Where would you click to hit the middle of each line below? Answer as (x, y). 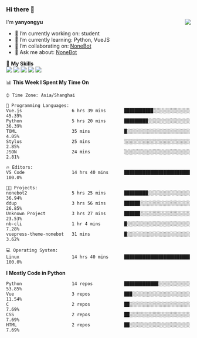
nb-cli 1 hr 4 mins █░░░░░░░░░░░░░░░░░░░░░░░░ (98, 224)
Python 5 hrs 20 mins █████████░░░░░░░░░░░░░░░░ (98, 121)
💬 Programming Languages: (38, 106)
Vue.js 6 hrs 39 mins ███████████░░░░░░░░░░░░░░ (98, 111)
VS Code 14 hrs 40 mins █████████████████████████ (98, 173)
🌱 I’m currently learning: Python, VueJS (62, 40)
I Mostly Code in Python (36, 273)
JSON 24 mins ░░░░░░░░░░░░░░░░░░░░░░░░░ (98, 152)
